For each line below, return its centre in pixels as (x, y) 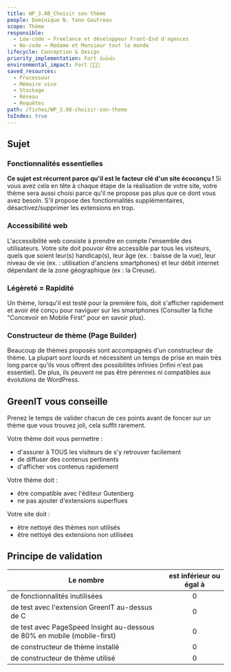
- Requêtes (29, 103)
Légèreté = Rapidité (41, 288)
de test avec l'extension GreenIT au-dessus (81, 607)
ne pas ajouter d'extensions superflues (73, 501)
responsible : (26, 33)
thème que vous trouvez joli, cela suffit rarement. (77, 425)
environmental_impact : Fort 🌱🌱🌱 (53, 65)
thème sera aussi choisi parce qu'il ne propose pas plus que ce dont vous (112, 193)
